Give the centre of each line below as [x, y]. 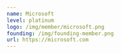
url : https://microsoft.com [48, 40]
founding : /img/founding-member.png [60, 33]
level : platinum [30, 20]
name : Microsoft [30, 14]
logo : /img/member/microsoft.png [56, 27]
